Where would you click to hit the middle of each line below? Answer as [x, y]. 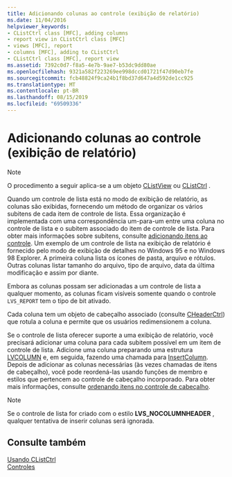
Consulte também [47, 443]
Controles [21, 467]
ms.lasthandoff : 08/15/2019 [48, 98]
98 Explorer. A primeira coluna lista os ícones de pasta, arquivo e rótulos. [111, 258]
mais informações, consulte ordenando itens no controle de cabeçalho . [109, 386]
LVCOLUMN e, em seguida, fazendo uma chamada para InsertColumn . [108, 357]
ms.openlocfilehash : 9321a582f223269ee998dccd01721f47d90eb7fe [100, 71]
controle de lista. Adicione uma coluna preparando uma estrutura [100, 349]
